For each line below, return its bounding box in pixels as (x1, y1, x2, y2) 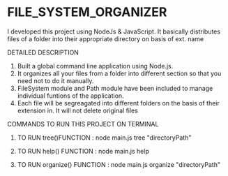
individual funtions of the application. (17, 91, 124, 100)
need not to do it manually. (17, 76, 94, 85)
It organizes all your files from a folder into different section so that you (17, 69, 222, 78)
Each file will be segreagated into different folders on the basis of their (17, 98, 220, 107)
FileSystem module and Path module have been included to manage (17, 84, 213, 92)
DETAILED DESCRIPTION (7, 48, 79, 57)
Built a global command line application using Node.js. (17, 61, 174, 70)
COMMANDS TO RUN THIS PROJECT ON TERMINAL (7, 119, 159, 128)
